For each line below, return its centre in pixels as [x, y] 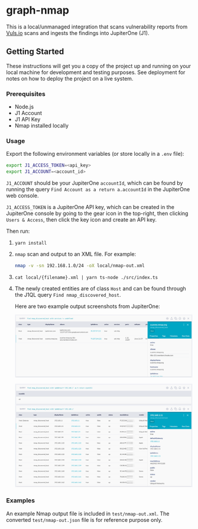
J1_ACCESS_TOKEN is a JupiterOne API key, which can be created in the [90, 207]
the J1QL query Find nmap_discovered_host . [68, 294]
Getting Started [35, 52]
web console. [22, 195]
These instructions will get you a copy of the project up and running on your [98, 66]
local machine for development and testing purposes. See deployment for [96, 72]
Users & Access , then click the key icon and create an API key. [82, 220]
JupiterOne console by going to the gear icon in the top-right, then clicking [97, 213]
